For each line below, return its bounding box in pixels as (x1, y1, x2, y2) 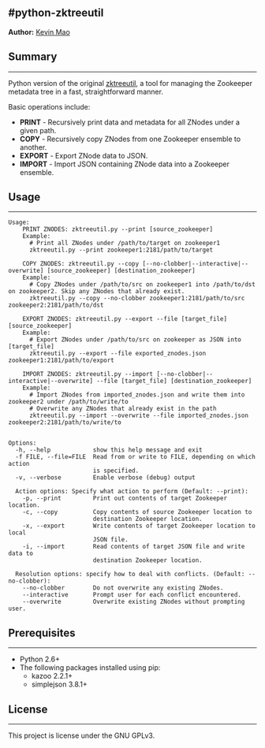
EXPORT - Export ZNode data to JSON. (19, 151, 148, 160)
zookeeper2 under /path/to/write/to (8, 398, 129, 406)
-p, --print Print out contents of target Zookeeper (22, 494, 227, 503)
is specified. (92, 467, 140, 475)
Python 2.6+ (19, 654, 61, 664)
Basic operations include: (8, 102, 91, 111)
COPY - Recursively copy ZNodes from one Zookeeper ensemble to (19, 134, 241, 143)
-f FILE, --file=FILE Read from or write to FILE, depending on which (15, 453, 256, 461)
